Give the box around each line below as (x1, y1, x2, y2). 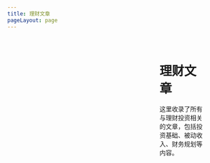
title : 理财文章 (7, 10, 50, 17)
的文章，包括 (160, 122, 197, 131)
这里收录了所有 (160, 105, 203, 113)
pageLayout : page (7, 17, 58, 24)
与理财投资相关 (160, 113, 203, 122)
